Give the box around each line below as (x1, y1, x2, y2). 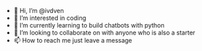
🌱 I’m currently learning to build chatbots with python (13, 21, 165, 29)
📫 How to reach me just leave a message (13, 37, 132, 44)
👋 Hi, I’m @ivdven (13, 7, 64, 14)
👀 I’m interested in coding (13, 14, 87, 22)
